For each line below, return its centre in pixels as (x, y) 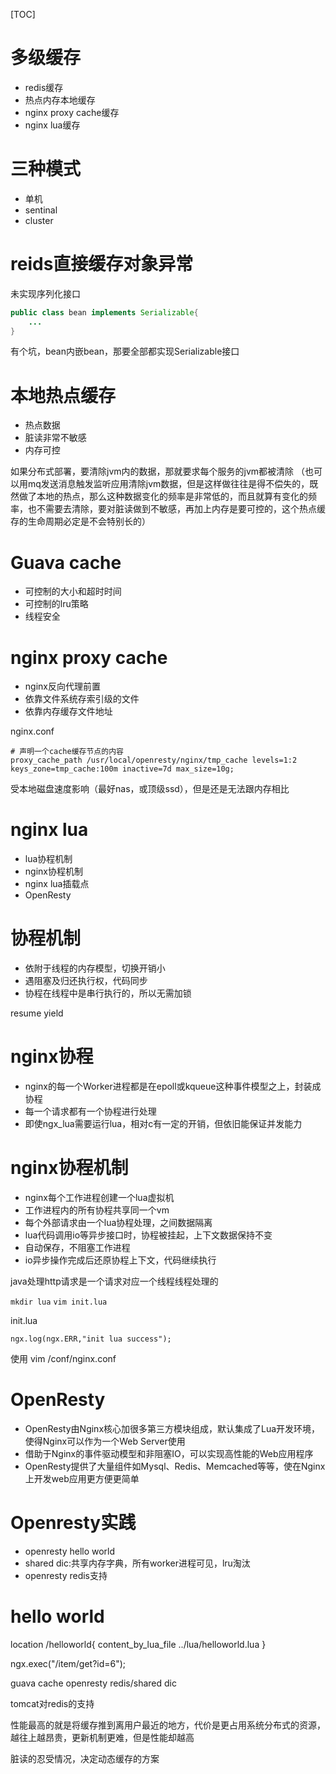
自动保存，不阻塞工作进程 (77, 1247)
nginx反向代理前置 (62, 686)
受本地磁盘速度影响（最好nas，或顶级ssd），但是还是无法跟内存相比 (150, 789)
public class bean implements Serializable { (104, 312)
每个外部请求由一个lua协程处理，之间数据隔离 (118, 1222)
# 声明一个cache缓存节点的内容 (67, 752)
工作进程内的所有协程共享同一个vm (97, 1210)
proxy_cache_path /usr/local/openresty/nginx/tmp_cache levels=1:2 (154, 760)
